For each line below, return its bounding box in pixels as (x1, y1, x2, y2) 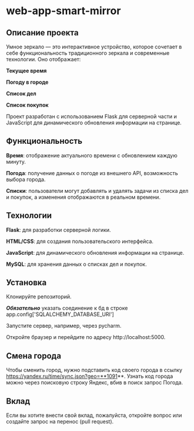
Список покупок (6, 101, 49, 108)
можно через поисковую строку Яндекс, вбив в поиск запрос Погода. (6, 379, 183, 386)
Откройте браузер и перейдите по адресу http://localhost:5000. (6, 334, 166, 341)
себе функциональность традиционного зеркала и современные (6, 50, 170, 57)
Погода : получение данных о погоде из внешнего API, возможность (6, 169, 178, 176)
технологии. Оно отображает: (6, 56, 81, 62)
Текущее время (6, 67, 47, 74)
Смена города (6, 351, 62, 361)
